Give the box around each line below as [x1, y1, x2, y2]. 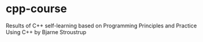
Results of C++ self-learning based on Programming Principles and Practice [6, 22, 197, 29]
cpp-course [6, 2, 67, 16]
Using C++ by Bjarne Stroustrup [6, 28, 87, 35]
